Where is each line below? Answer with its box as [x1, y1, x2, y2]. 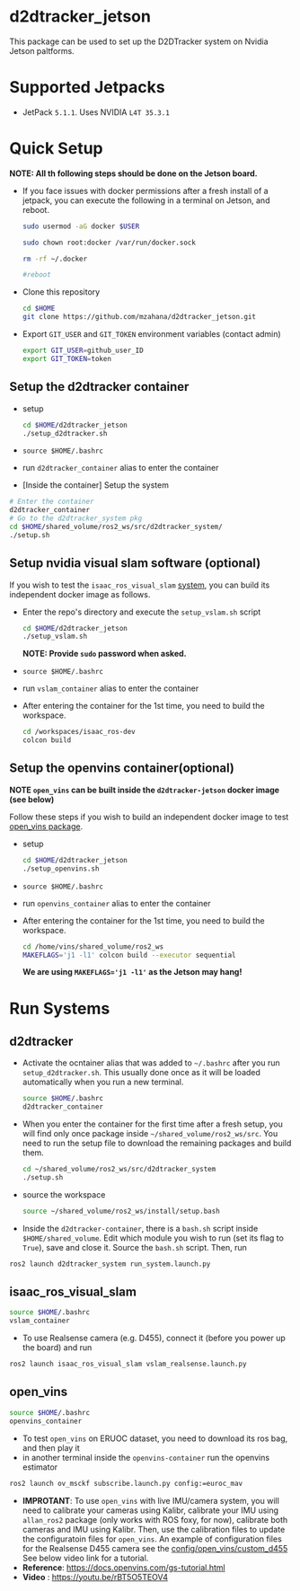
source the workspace [22, 1189, 106, 1200]
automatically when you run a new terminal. [22, 1076, 184, 1088]
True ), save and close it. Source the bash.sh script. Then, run [22, 1242, 247, 1252]
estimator [22, 1462, 58, 1472]
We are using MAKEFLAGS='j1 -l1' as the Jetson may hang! [22, 967, 243, 977]
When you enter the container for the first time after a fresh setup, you [22, 1118, 283, 1129]
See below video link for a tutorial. [22, 1552, 149, 1563]
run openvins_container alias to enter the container [22, 897, 211, 908]
